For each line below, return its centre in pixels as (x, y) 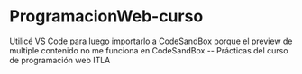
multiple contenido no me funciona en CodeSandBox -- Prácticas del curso (149, 50)
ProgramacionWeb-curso (106, 16)
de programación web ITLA (60, 60)
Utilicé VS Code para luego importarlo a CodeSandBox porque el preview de (151, 41)
